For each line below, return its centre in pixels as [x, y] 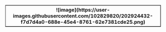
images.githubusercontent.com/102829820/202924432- [83, 16]
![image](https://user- [83, 10]
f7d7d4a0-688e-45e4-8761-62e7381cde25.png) [83, 22]
